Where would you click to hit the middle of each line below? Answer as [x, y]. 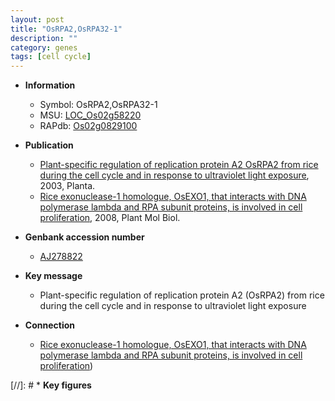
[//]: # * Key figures [51, 385]
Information [50, 85]
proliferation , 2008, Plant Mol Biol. [110, 218]
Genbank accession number [84, 237]
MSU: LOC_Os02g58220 [90, 115]
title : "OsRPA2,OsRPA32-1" [66, 29]
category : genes [44, 47]
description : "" [44, 38]
